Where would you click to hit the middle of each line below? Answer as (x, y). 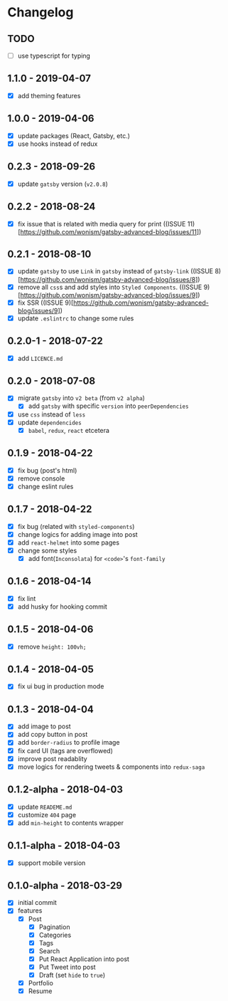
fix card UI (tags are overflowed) (65, 750)
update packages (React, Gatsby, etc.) (74, 135)
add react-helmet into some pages (68, 543)
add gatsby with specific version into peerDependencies (109, 406)
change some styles (47, 550)
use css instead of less (51, 414)
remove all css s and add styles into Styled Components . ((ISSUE (110, 287)
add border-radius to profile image (69, 743)
